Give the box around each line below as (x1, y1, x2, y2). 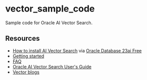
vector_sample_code (5, 3, 95, 15)
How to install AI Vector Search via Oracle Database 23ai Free (12, 47, 142, 53)
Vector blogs (12, 69, 40, 75)
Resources (5, 34, 40, 43)
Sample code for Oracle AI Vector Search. (5, 20, 93, 26)
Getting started (12, 53, 45, 59)
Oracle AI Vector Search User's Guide (12, 63, 92, 69)
